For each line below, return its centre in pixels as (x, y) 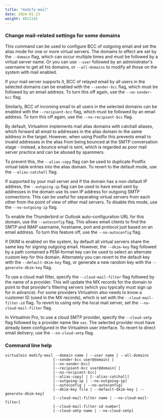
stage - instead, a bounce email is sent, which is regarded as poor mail (76, 147)
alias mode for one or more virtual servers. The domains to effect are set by (81, 51)
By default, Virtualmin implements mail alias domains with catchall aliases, (79, 126)
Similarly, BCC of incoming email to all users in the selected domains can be (81, 106)
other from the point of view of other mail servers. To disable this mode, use (81, 202)
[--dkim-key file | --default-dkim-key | (95, 389)
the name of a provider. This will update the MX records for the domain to (79, 282)
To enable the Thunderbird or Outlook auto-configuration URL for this (75, 217)
